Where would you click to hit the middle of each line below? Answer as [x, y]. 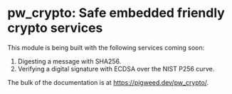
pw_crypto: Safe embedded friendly [116, 13]
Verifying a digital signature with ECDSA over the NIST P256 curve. [116, 69]
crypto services [55, 28]
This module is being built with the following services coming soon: [106, 47]
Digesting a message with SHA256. [69, 61]
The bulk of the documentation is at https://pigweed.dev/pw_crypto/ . [108, 82]
